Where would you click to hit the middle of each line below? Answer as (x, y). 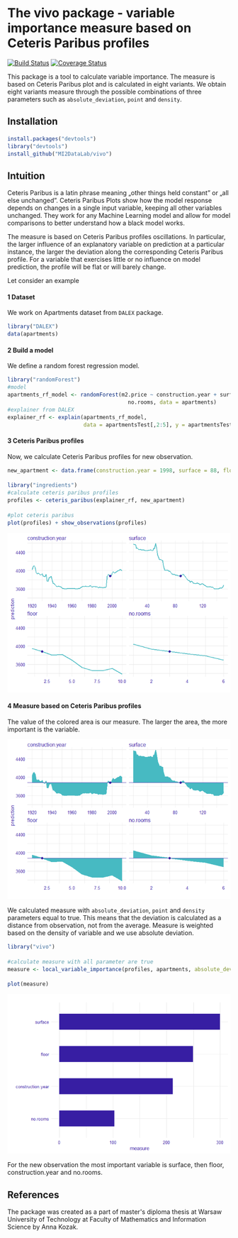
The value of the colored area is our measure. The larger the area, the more (118, 722)
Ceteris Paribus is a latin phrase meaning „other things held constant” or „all (118, 193)
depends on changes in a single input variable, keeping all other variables (115, 208)
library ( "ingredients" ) (42, 485)
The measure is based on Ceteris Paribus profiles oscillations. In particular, (117, 237)
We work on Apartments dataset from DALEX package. (85, 313)
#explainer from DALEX (41, 409)
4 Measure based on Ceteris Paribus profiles (74, 706)
